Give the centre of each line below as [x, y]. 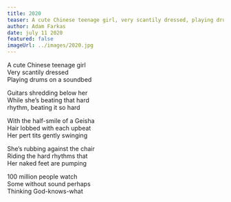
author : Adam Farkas [37, 26]
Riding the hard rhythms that [47, 156]
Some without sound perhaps [49, 184]
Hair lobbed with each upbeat [49, 128]
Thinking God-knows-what [45, 191]
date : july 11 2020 [35, 33]
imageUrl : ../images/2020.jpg [51, 45]
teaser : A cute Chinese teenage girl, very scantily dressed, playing [110, 20]
